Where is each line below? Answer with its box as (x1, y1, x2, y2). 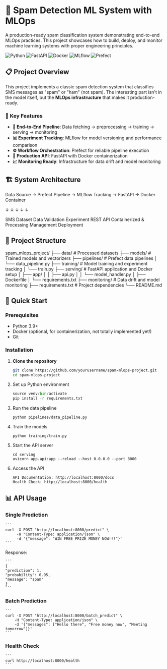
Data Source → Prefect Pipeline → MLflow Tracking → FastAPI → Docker (5, 191, 156, 197)
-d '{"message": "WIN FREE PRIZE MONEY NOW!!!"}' (16, 536, 123, 541)
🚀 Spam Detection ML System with (5, 5, 152, 16)
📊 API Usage (5, 494, 47, 503)
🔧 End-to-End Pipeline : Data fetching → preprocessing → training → (12, 124, 154, 130)
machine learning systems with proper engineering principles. (5, 42, 134, 48)
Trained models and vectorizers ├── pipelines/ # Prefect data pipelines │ (5, 255, 157, 261)
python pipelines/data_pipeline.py (12, 415, 88, 420)
